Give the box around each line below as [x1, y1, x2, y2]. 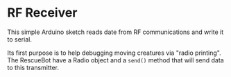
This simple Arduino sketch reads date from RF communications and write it [7, 28, 224, 36]
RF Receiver [7, 5, 78, 21]
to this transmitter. [7, 63, 59, 71]
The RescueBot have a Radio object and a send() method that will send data [7, 55, 224, 64]
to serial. [7, 35, 33, 43]
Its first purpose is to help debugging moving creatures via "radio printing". [7, 49, 221, 57]
